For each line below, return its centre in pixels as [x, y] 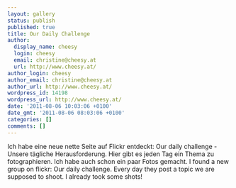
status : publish [31, 21]
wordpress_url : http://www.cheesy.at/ [64, 100]
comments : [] [27, 126]
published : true [31, 27]
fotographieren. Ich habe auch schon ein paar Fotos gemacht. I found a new [118, 161]
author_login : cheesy [39, 73]
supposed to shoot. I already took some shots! [75, 176]
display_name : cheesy [46, 47]
